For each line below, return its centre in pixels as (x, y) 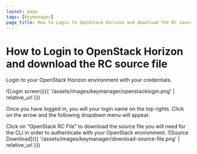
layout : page (22, 11)
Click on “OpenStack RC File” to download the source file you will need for (96, 126)
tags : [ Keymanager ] (30, 17)
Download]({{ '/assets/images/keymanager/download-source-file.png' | (93, 139)
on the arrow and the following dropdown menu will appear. (78, 115)
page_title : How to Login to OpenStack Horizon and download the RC (91, 22)
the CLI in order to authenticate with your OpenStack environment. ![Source (97, 133)
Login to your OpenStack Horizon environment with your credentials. (89, 80)
